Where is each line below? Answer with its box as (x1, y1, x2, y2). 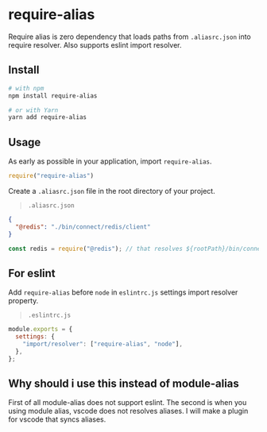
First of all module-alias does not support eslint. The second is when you (8, 398, 247, 407)
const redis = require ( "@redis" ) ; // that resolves (8, 245, 183, 253)
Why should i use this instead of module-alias (8, 377, 240, 391)
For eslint (8, 266, 56, 280)
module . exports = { (8, 326, 73, 334)
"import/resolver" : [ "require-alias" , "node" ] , (22, 340, 183, 348)
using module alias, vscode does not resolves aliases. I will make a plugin (8, 407, 249, 416)
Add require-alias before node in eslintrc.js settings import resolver (8, 287, 238, 297)
